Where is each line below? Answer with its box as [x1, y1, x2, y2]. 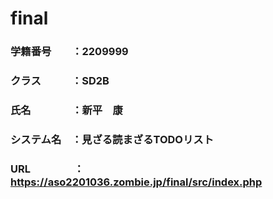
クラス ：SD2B [10, 74, 110, 88]
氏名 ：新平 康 [10, 103, 123, 117]
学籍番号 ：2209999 [10, 45, 129, 59]
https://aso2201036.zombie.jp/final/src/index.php [10, 175, 263, 189]
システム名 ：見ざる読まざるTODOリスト [10, 132, 215, 146]
